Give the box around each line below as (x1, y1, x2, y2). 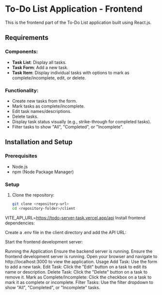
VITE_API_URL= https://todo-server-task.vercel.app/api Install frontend (5, 215, 146, 221)
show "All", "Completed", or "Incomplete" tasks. (5, 284, 100, 290)
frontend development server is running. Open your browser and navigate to (5, 253, 158, 259)
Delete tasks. (12, 113, 39, 119)
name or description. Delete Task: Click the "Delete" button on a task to (5, 269, 148, 275)
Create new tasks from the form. (12, 98, 77, 104)
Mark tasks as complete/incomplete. (12, 103, 85, 109)
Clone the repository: (12, 192, 55, 198)
